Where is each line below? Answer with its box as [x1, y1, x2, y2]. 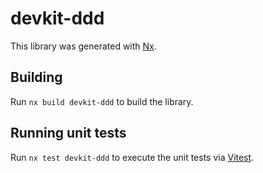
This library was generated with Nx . [10, 40, 157, 52]
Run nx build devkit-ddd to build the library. [10, 95, 194, 107]
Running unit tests [10, 125, 127, 142]
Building [10, 69, 63, 86]
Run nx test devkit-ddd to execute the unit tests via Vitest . [10, 151, 255, 163]
